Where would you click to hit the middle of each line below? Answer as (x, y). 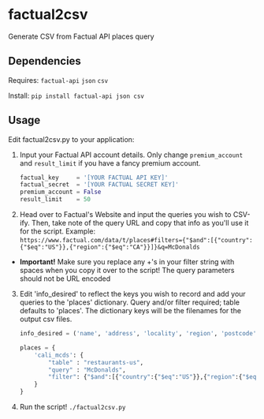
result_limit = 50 (55, 200)
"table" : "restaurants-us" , (96, 362)
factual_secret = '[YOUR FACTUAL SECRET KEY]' (99, 185)
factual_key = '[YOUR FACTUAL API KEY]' (94, 178)
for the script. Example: (58, 231)
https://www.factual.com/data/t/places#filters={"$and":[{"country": (136, 241)
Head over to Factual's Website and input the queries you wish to (125, 215)
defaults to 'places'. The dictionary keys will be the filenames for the (130, 311)
